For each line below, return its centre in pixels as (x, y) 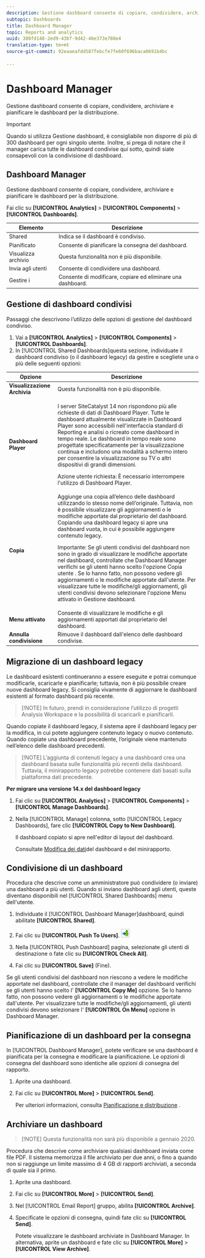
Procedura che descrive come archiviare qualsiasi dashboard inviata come (100, 1151)
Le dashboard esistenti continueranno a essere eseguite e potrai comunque (101, 676)
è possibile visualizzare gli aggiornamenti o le (115, 509)
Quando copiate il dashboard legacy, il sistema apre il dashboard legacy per (102, 726)
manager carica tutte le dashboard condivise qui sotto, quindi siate (90, 149)
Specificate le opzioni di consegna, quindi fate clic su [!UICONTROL (101, 1218)
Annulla (19, 634)
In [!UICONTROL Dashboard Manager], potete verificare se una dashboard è (102, 1050)
